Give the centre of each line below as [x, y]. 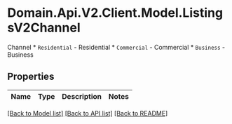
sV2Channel [44, 28]
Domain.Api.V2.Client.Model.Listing [115, 13]
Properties [31, 77]
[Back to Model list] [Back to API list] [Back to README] [88, 113]
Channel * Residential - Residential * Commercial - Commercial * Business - [116, 47]
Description [82, 96]
